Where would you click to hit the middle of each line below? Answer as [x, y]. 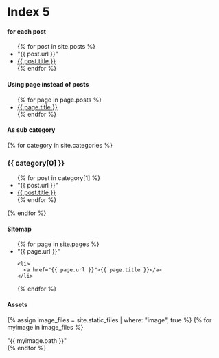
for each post [27, 31]
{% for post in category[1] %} [59, 178]
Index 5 [28, 12]
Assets [18, 304]
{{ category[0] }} [36, 163]
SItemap [20, 229]
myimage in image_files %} [45, 327]
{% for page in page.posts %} [59, 100]
